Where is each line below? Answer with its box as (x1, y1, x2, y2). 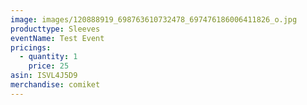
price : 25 (28, 61, 70, 71)
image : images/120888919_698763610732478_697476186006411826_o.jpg (10, 14, 298, 25)
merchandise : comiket (10, 80, 101, 90)
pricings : (10, 42, 52, 53)
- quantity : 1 (19, 52, 78, 62)
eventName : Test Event (10, 33, 105, 43)
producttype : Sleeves (10, 24, 101, 34)
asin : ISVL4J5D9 (10, 71, 78, 81)
